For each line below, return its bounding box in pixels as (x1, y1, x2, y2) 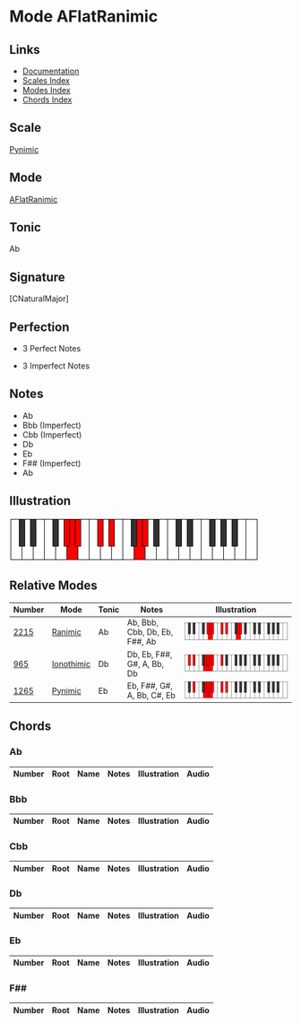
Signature (9, 269, 65, 284)
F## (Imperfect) (21, 457, 82, 468)
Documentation (21, 65, 80, 76)
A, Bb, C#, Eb (126, 690, 176, 701)
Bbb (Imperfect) (21, 420, 82, 430)
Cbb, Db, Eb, (126, 627, 174, 637)
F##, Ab (126, 637, 157, 647)
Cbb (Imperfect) (21, 429, 82, 440)
